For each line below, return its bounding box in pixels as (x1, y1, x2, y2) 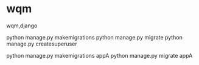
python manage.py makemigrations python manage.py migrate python (6, 33, 183, 41)
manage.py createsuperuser (6, 40, 77, 47)
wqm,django (6, 22, 38, 29)
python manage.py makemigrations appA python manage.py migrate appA (6, 52, 193, 59)
